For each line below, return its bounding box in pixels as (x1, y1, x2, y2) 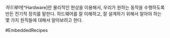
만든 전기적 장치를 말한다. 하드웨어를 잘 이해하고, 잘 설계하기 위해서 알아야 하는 (5, 11, 162, 17)
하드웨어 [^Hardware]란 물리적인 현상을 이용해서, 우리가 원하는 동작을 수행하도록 (5, 5, 165, 10)
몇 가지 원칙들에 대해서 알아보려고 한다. (5, 17, 83, 23)
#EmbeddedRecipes (5, 27, 48, 33)
